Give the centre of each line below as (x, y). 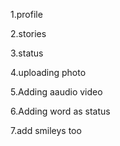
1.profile (26, 14)
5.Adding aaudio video (56, 92)
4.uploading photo (48, 72)
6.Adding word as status (60, 111)
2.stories (28, 33)
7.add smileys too (46, 130)
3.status (27, 53)
